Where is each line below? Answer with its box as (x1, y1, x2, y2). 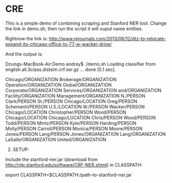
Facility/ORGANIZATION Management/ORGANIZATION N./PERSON (5, 93, 146, 99)
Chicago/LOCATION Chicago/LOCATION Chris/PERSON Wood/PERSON (5, 114, 156, 121)
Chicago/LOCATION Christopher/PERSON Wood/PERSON (5, 109, 126, 115)
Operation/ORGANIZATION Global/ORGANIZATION (5, 82, 112, 88)
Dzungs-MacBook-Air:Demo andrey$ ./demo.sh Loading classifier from (5, 61, 156, 67)
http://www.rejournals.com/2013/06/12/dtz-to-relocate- (49, 35, 166, 42)
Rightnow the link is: (5, 35, 48, 42)
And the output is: (5, 51, 43, 57)
